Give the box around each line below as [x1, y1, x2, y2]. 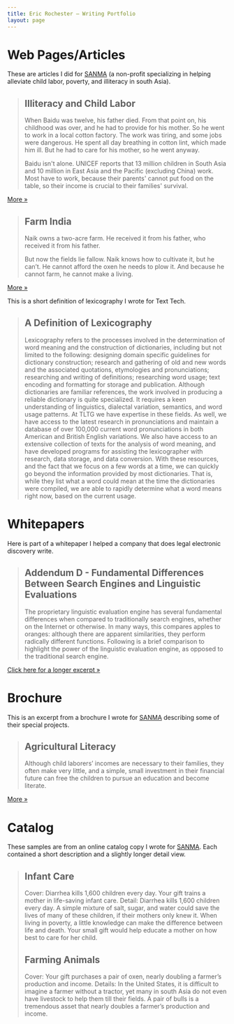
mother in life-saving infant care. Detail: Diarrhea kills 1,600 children [24, 896, 220, 905]
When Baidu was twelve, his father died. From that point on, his [24, 116, 207, 124]
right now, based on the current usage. [24, 491, 137, 500]
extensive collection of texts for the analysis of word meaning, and [24, 440, 217, 448]
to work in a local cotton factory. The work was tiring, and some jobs [24, 131, 222, 140]
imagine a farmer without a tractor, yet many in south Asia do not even [24, 987, 227, 995]
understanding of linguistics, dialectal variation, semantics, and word [24, 403, 223, 411]
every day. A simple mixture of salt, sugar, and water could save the [24, 904, 220, 912]
